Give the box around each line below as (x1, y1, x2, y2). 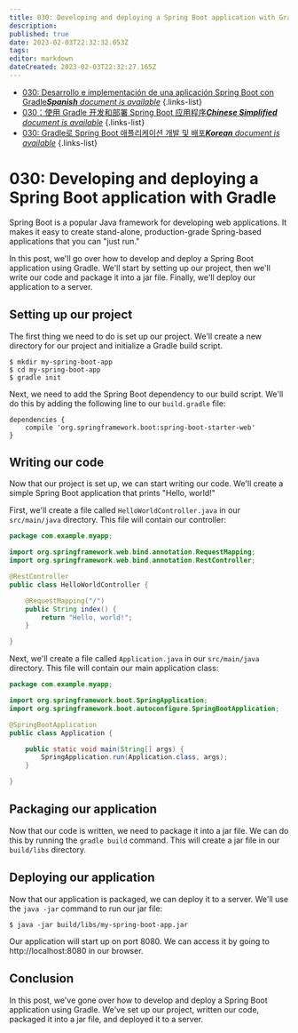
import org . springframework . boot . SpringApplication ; (9, 696, 208, 705)
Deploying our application (9, 870, 155, 885)
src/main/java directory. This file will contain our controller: (9, 515, 226, 525)
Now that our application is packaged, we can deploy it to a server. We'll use (9, 893, 289, 904)
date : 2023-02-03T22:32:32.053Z (9, 37, 129, 47)
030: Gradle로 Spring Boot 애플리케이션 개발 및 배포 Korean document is (21, 127, 281, 138)
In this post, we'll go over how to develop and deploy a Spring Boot (9, 252, 255, 263)
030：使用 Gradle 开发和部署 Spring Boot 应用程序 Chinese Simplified (21, 107, 278, 117)
